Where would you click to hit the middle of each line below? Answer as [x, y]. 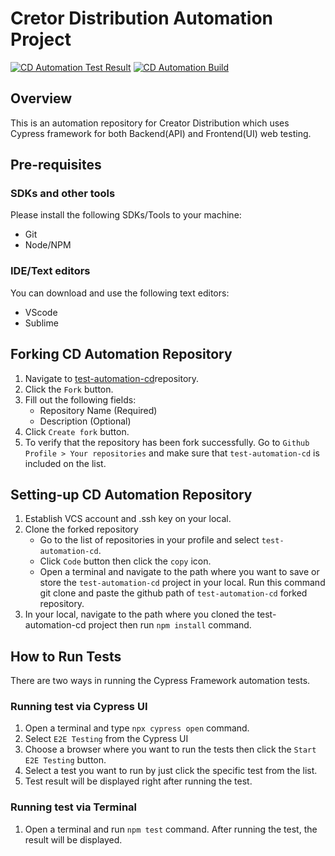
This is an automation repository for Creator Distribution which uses [150, 123]
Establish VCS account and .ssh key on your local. [128, 519]
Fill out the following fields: [80, 399]
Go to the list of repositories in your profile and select [149, 540]
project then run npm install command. [170, 625]
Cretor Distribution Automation [142, 18]
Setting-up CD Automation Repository [131, 494]
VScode [41, 312]
